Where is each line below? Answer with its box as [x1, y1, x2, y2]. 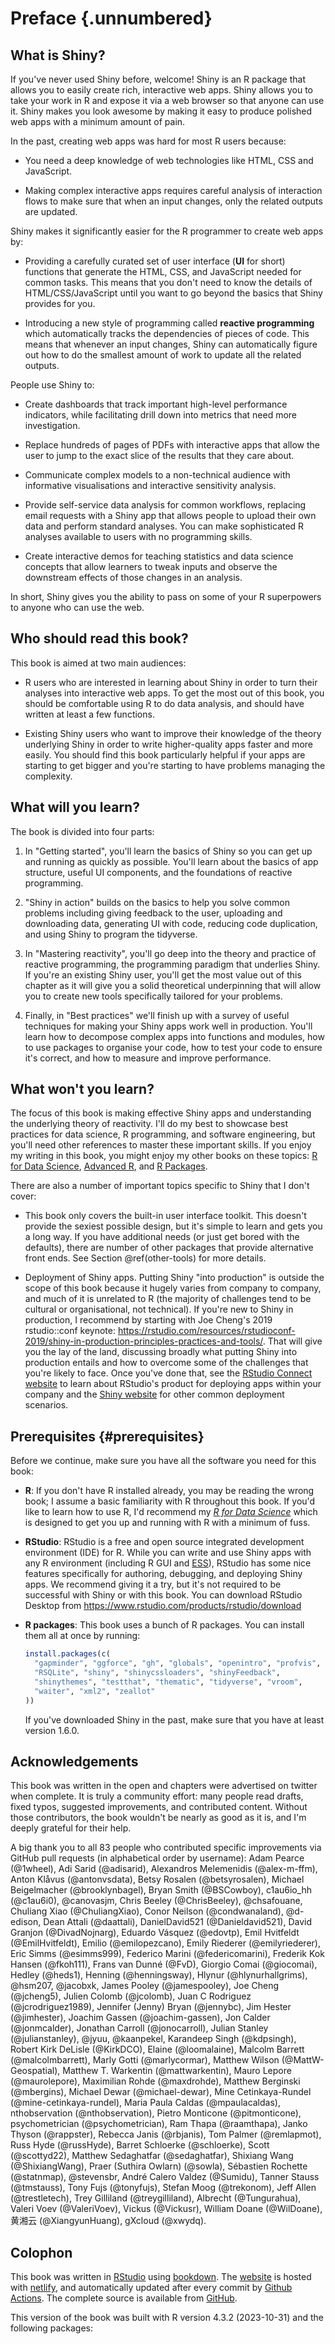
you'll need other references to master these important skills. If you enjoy [10, 1139, 312, 1151]
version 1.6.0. [24, 1724, 80, 1736]
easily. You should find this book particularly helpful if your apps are [24, 748, 306, 761]
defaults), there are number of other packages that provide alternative [24, 1242, 314, 1254]
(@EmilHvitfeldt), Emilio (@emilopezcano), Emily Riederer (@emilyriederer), [10, 1937, 321, 1949]
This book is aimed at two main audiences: [10, 657, 187, 669]
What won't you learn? [10, 1081, 155, 1098]
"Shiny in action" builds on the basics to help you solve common [24, 896, 291, 908]
